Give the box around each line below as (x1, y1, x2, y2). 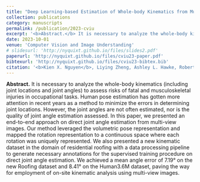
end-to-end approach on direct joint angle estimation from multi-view (6, 119, 177, 126)
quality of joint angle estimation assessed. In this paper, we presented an (6, 112, 185, 119)
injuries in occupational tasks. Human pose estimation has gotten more (6, 93, 180, 100)
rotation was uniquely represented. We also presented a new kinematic (6, 138, 180, 145)
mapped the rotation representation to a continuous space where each (6, 131, 180, 138)
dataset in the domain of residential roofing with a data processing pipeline (6, 144, 190, 151)
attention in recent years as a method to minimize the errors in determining (6, 100, 189, 107)
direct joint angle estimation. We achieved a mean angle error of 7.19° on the (6, 156, 193, 164)
